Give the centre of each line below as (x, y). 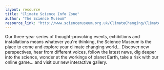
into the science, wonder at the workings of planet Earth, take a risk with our (82, 57)
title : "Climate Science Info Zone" (42, 14)
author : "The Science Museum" (36, 18)
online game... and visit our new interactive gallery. (56, 62)
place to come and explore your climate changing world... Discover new (77, 47)
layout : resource (23, 9)
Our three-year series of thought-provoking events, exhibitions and (72, 37)
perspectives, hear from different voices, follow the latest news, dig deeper (81, 52)
